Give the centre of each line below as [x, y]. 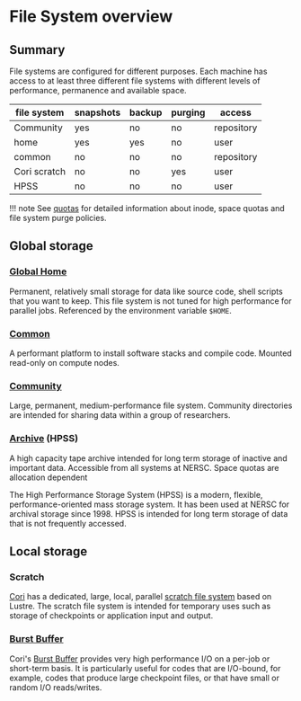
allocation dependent [49, 477]
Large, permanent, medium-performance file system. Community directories [151, 405]
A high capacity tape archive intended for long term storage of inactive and [148, 458]
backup [146, 112]
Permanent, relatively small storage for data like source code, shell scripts [146, 291]
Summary [37, 50]
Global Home [38, 271]
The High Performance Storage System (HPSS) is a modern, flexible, [136, 494]
